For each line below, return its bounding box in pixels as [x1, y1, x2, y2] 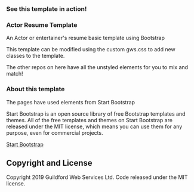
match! [6, 70, 23, 78]
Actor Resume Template [6, 20, 78, 29]
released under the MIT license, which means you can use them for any [6, 123, 183, 130]
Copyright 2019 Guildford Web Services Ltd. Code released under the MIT [6, 174, 188, 181]
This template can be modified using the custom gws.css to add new [6, 46, 176, 53]
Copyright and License [6, 157, 93, 168]
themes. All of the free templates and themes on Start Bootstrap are [6, 116, 173, 123]
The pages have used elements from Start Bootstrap [6, 98, 136, 106]
